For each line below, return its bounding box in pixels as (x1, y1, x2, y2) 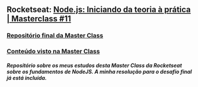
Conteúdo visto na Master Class (6, 47, 100, 55)
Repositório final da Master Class (6, 32, 103, 40)
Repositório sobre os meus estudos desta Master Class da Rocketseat (6, 62, 182, 69)
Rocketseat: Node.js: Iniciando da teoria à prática (6, 5, 191, 15)
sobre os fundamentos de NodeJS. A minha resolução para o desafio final (6, 68, 192, 75)
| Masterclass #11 (6, 14, 71, 24)
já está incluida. (6, 74, 47, 81)
